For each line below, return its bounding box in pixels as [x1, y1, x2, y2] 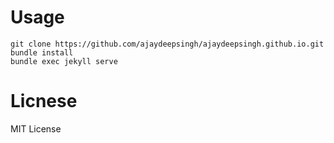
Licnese [10, 90, 78, 113]
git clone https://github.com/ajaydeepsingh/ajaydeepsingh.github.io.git [10, 39, 325, 49]
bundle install [10, 47, 74, 58]
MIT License [10, 122, 62, 135]
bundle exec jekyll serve [10, 56, 118, 66]
